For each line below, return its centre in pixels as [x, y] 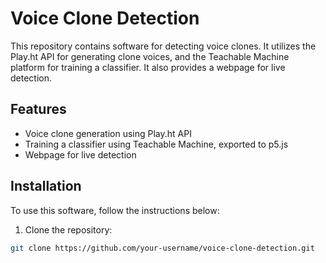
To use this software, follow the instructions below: [115, 210]
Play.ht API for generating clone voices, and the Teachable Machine [150, 56]
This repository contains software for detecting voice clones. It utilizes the [163, 46]
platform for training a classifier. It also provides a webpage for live [148, 67]
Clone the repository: [68, 229]
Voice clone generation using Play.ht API [108, 133]
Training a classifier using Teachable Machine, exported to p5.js [156, 144]
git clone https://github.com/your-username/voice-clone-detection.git [162, 248]
